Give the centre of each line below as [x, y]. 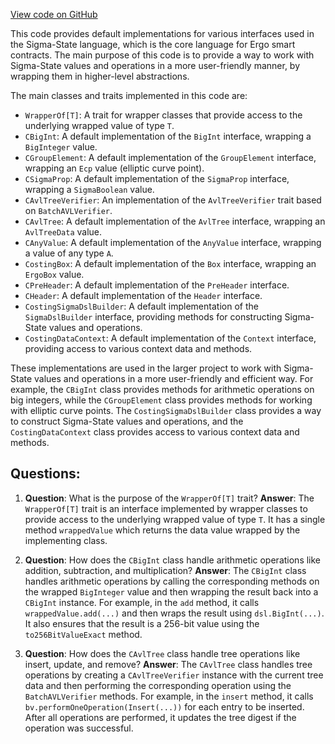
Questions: [45, 474]
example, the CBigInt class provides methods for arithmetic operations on [162, 389]
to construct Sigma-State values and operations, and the [127, 421]
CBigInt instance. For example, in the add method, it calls [142, 602]
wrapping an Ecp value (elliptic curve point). [114, 168]
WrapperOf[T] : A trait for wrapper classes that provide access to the [163, 115]
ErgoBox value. [54, 274]
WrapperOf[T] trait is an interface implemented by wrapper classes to [166, 508]
